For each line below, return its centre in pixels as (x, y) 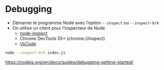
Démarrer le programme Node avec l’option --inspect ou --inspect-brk (85, 23)
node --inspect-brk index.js (35, 53)
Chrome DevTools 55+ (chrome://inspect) (62, 38)
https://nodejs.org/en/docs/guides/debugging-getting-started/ (69, 62)
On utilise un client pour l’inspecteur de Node (59, 28)
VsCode (28, 43)
